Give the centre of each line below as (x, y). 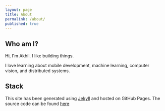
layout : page (19, 10)
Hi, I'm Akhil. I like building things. (40, 56)
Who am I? (22, 44)
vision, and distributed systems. (38, 71)
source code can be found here (37, 104)
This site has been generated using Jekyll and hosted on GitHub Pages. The (83, 98)
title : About (19, 14)
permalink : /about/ (25, 19)
